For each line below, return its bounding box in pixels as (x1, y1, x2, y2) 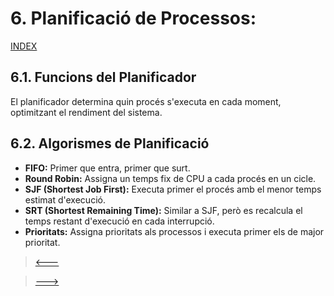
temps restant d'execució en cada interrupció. (24, 215, 215, 227)
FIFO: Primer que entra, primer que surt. (24, 162, 191, 174)
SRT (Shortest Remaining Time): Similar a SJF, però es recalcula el (24, 204, 303, 216)
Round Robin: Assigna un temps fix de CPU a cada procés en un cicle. (24, 172, 317, 184)
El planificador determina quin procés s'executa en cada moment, (10, 95, 282, 107)
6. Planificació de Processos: (10, 7, 257, 30)
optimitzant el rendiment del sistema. (10, 106, 163, 118)
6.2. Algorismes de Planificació (10, 135, 210, 152)
